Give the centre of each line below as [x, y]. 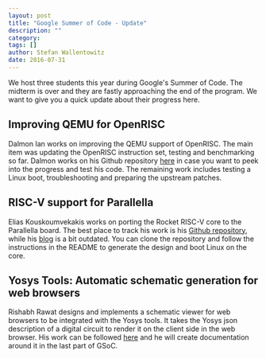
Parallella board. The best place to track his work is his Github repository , [128, 230]
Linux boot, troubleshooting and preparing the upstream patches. [115, 177]
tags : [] [23, 45]
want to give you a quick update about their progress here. [104, 99]
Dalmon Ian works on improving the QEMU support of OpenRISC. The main [131, 143]
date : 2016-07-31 [37, 60]
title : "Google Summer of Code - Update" [78, 23]
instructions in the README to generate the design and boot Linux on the [128, 247]
